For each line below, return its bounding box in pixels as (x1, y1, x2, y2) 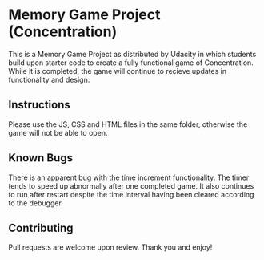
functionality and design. (8, 75, 90, 84)
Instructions (8, 98, 70, 112)
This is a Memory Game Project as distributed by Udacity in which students (8, 49, 257, 59)
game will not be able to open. (8, 128, 108, 137)
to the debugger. (8, 198, 64, 208)
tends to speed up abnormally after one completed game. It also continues (8, 181, 254, 190)
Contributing (8, 221, 74, 234)
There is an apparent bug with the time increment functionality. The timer (8, 173, 250, 182)
